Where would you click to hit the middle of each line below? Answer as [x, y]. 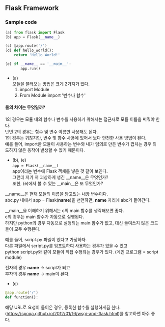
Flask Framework [32, 8]
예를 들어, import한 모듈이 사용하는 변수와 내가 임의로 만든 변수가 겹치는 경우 [78, 144]
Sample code [21, 22]
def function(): [22, 297]
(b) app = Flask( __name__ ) [33, 37]
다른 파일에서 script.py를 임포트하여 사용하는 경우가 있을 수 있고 [66, 246]
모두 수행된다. [27, 229]
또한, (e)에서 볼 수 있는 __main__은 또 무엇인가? [57, 183]
